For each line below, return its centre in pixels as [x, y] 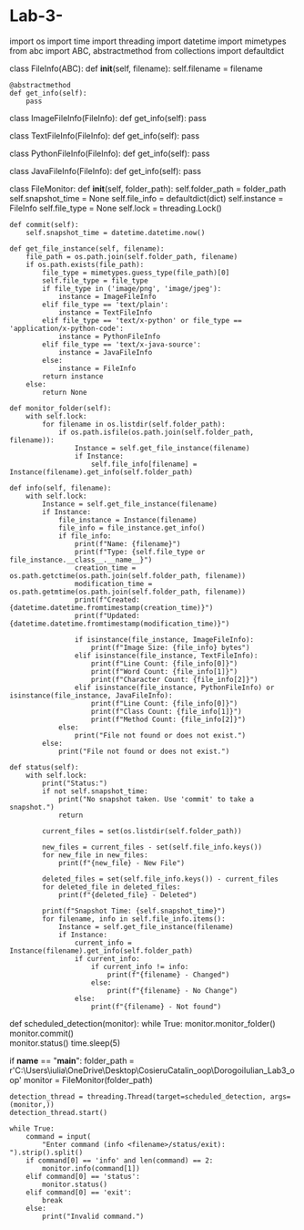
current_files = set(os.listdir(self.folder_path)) [142, 831]
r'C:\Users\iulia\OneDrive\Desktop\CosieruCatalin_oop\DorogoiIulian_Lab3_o [152, 1070]
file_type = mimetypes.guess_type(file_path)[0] [136, 273]
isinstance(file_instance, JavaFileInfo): [91, 695]
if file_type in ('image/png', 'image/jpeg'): [132, 288]
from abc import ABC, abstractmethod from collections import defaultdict [147, 50]
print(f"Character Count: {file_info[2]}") [174, 679]
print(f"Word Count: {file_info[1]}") [164, 671]
